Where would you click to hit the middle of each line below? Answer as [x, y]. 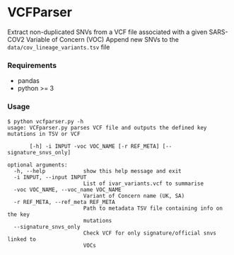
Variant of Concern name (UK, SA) [134, 195]
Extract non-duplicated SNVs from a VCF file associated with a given [107, 32]
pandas [29, 81]
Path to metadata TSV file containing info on [153, 208]
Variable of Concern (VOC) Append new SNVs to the [102, 39]
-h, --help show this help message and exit [98, 171]
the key [19, 214]
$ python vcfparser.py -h [45, 121]
